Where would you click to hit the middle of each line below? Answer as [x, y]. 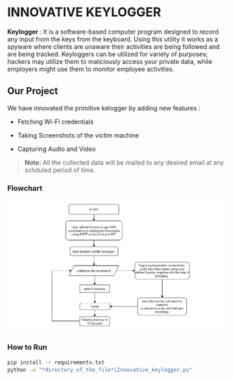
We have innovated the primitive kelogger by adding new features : [104, 108]
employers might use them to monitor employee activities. [91, 69]
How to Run [27, 347]
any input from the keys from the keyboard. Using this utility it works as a [113, 39]
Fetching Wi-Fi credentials [55, 122]
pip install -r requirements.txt [56, 362]
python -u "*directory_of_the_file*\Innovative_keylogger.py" [100, 370]
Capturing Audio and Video [56, 149]
